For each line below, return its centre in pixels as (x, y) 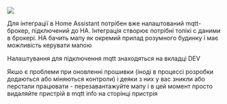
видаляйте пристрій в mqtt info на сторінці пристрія (82, 93)
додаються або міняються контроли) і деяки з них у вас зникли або (106, 79)
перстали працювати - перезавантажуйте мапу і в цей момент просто (110, 86)
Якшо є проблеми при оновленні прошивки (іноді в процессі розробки (110, 71)
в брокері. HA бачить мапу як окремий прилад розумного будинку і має (113, 38)
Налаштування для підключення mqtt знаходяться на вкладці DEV (104, 58)
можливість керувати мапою (50, 45)
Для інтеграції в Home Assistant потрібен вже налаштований (96, 23)
